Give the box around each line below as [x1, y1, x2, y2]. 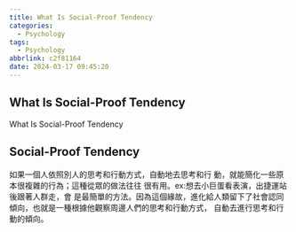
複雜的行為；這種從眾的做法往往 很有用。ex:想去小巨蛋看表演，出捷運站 [24, 180, 287, 190]
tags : [9, 37, 29, 47]
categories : [9, 21, 53, 30]
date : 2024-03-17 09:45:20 [9, 63, 109, 72]
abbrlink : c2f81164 [9, 54, 82, 63]
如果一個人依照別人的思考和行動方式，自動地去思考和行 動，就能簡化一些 [9, 169, 276, 180]
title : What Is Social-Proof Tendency [9, 12, 153, 22]
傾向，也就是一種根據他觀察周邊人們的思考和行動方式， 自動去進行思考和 [9, 202, 276, 213]
